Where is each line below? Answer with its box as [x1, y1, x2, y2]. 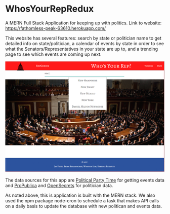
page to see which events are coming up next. [5, 51, 102, 57]
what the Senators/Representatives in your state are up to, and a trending [5, 46, 158, 52]
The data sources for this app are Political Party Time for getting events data [5, 177, 164, 183]
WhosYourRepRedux [5, 3, 94, 15]
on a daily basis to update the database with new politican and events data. [5, 203, 162, 209]
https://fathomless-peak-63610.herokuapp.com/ [5, 25, 106, 31]
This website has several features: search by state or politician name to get [5, 35, 162, 41]
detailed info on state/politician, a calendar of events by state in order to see [5, 40, 164, 46]
